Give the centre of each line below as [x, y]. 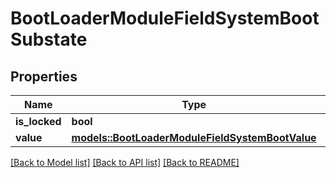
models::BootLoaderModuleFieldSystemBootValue [194, 137]
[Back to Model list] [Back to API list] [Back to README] [125, 162]
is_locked [38, 121]
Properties [44, 76]
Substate [49, 39]
